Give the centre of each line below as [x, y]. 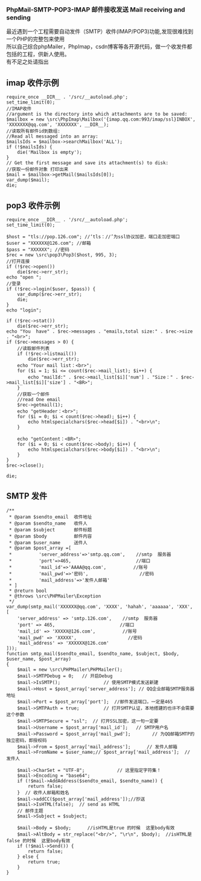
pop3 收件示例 [33, 205]
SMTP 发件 [27, 496]
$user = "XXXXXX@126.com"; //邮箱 [49, 243]
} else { [28, 856]
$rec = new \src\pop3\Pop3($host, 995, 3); [62, 255]
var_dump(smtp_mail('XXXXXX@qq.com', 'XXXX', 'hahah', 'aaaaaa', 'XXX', [100, 607]
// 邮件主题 [30, 811]
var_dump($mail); [28, 180]
